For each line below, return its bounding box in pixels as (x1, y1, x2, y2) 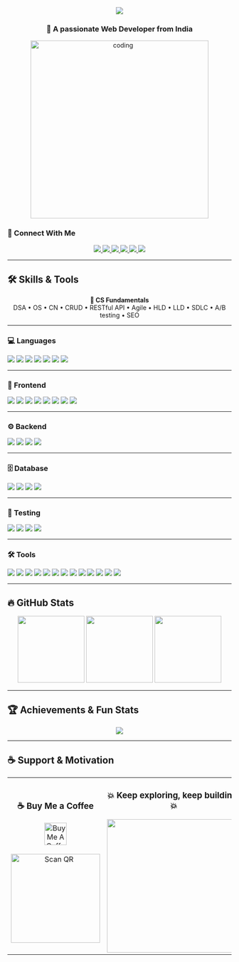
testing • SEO (99, 311, 140, 319)
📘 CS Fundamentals (90, 296, 149, 305)
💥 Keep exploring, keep (107, 790, 203, 800)
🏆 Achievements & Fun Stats (7, 704, 139, 717)
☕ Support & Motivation (7, 754, 115, 766)
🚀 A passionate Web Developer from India (46, 23, 193, 33)
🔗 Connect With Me (7, 228, 76, 238)
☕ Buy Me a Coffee (16, 800, 95, 811)
